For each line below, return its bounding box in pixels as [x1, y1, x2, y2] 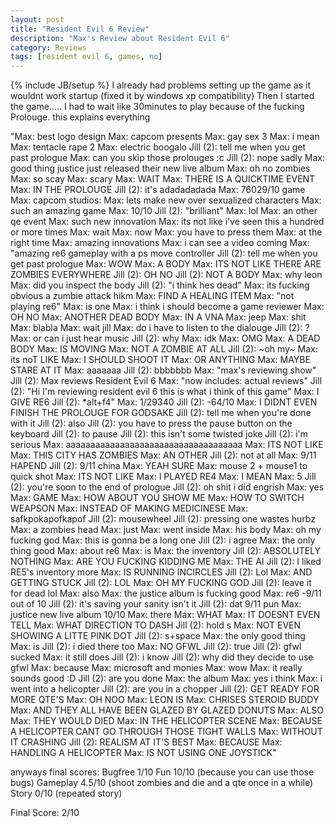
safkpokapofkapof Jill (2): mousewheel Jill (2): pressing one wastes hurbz [10, 513, 316, 525]
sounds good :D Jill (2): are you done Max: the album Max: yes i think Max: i [10, 672, 323, 685]
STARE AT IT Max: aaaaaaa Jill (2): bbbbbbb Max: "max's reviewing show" [10, 364, 317, 376]
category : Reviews [10, 42, 87, 53]
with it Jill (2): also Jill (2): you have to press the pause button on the [10, 417, 293, 430]
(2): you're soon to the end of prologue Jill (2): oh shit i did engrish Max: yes [10, 481, 325, 493]
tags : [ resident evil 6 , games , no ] [10, 52, 163, 62]
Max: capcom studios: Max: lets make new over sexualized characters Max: [10, 194, 322, 206]
